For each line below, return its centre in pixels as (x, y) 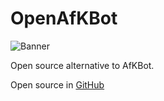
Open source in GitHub (57, 84)
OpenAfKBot (64, 18)
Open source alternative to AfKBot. (82, 65)
